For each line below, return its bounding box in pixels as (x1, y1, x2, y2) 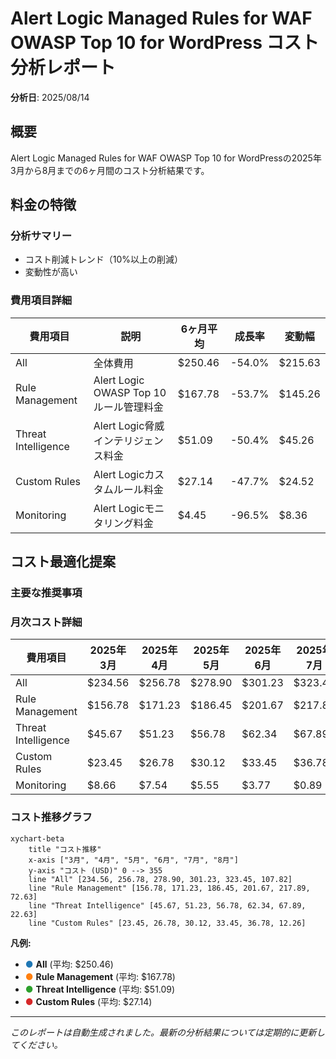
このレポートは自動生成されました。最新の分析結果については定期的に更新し (10, 1026, 326, 1038)
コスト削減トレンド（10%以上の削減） (24, 253, 184, 266)
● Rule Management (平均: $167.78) (24, 970, 176, 982)
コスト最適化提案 (10, 553, 116, 571)
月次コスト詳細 (10, 615, 83, 629)
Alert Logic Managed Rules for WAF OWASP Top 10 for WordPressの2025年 (10, 152, 322, 164)
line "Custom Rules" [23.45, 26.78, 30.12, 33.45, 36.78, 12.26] (28, 918, 307, 928)
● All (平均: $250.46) (24, 958, 114, 970)
